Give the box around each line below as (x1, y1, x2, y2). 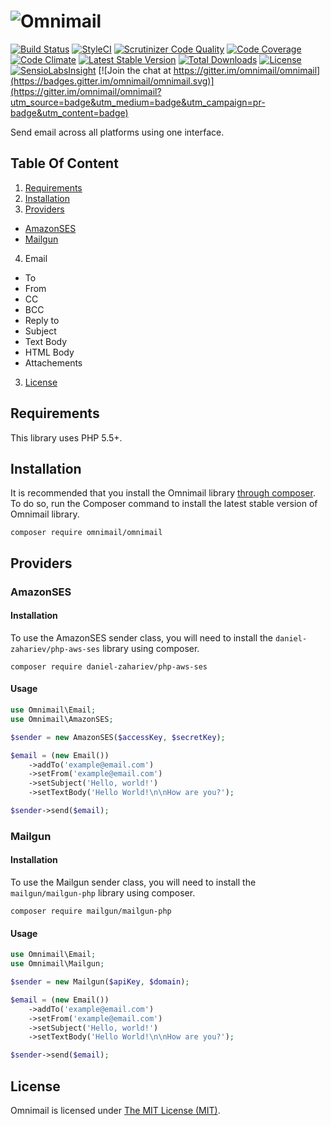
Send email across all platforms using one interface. (10, 126, 225, 138)
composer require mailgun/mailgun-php (10, 906, 172, 917)
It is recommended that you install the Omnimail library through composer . (10, 487, 316, 499)
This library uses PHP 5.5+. (10, 431, 123, 444)
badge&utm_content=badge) (10, 106, 129, 119)
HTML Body (24, 346, 75, 358)
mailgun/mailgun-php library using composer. (10, 887, 196, 899)
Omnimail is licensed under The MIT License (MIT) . (10, 1104, 221, 1116)
